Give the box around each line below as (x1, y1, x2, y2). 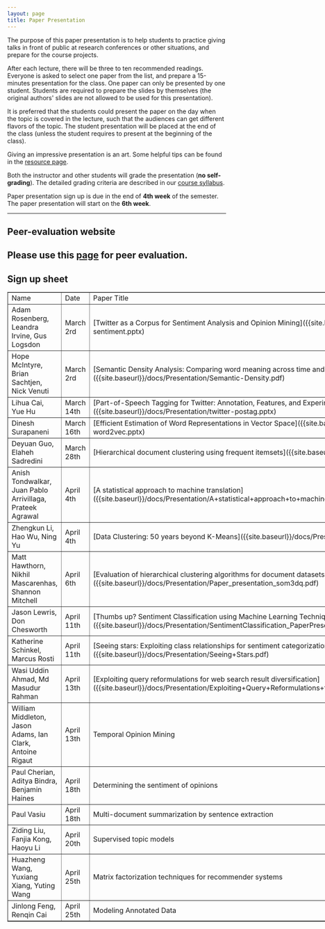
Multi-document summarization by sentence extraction (92, 809, 274, 819)
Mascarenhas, (11, 579, 58, 588)
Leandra (11, 323, 39, 332)
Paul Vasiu (11, 809, 46, 819)
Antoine (11, 747, 37, 757)
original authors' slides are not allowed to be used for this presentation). (7, 93, 213, 102)
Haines (11, 793, 35, 803)
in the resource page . (7, 157, 69, 165)
